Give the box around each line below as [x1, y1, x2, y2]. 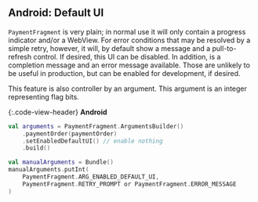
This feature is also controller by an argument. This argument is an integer [8, 84, 247, 93]
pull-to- [211, 43, 237, 53]
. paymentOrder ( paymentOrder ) [22, 129, 118, 138]
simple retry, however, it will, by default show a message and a [8, 43, 211, 53]
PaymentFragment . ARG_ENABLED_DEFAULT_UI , [22, 173, 159, 181]
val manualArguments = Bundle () [8, 158, 114, 167]
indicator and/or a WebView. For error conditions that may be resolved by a [8, 35, 251, 45]
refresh [8, 52, 32, 61]
